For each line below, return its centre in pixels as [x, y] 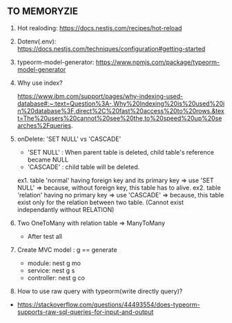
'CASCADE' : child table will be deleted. [84, 167]
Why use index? [40, 83]
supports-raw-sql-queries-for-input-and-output [85, 312]
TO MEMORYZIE [42, 11]
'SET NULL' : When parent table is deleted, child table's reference [120, 152]
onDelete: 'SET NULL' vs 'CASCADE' [69, 139]
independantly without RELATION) [66, 209]
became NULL [48, 159]
